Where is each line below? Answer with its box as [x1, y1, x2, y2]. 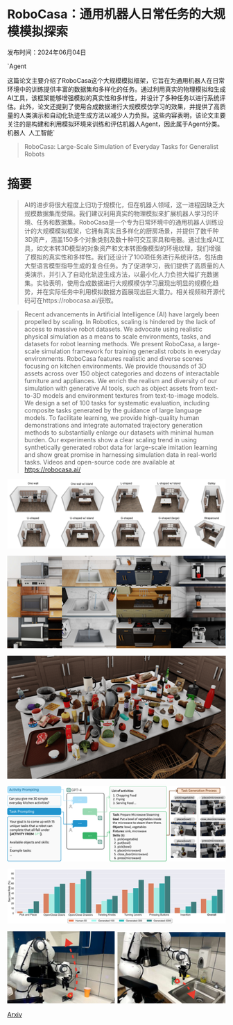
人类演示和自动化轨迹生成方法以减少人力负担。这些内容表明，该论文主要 [19, 111, 226, 119]
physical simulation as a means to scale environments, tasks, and [24, 332, 212, 341]
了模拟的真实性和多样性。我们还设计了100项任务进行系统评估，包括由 [24, 252, 223, 261]
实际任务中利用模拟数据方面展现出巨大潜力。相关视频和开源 [48, 287, 219, 296]
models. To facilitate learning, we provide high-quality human [24, 413, 200, 421]
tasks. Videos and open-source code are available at [24, 458, 175, 466]
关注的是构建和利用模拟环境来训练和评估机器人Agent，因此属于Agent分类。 [7, 120, 224, 128]
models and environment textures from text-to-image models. [42, 391, 219, 400]
